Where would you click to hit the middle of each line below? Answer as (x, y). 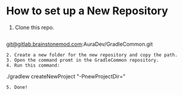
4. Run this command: (33, 65)
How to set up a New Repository (87, 11)
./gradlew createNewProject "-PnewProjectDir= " (66, 76)
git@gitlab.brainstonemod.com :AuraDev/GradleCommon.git (80, 44)
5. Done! (17, 87)
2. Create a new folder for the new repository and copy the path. (92, 55)
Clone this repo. (34, 27)
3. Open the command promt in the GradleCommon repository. (83, 60)
